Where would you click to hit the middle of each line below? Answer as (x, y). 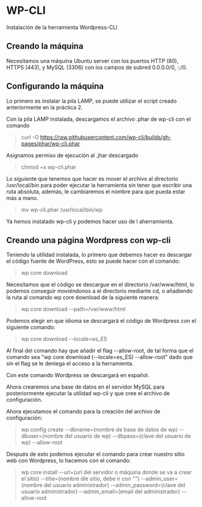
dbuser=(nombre (42, 436)
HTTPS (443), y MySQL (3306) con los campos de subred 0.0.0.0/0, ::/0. (97, 67)
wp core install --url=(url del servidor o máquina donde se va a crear (106, 473)
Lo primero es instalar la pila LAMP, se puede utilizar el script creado (91, 101)
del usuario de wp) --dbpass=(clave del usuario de (128, 436)
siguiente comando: (31, 328)
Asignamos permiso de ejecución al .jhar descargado (72, 155)
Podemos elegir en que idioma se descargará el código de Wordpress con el (101, 321)
